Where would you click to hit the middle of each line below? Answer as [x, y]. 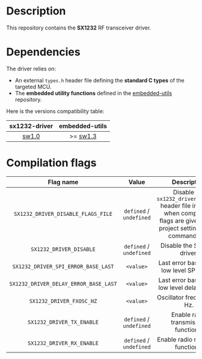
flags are [172, 221]
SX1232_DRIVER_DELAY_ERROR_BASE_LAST [63, 284]
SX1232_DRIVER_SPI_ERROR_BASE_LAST [63, 266]
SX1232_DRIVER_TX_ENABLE [63, 322]
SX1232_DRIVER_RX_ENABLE [63, 343]
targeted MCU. [33, 87]
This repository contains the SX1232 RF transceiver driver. [79, 28]
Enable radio [175, 339]
